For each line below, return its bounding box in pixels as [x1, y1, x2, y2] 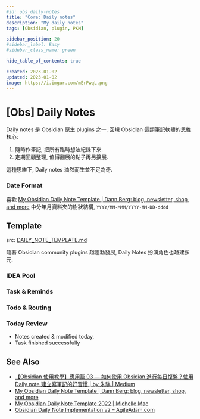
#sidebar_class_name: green [6, 47, 76, 54]
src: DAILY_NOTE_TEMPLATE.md [6, 237, 87, 244]
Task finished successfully [14, 339, 80, 346]
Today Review [6, 319, 48, 328]
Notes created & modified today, [14, 333, 95, 340]
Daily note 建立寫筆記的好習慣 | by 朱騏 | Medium [14, 381, 136, 388]
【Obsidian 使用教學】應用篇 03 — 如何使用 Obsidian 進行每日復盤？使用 [14, 373, 194, 380]
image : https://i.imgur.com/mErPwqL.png [6, 80, 108, 86]
